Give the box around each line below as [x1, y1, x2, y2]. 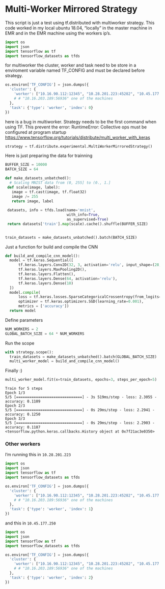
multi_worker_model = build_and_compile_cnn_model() [9, 359, 120, 364]
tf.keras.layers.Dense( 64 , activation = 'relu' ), [18, 276, 118, 281]
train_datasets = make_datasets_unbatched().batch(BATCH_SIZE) [5, 235, 137, 240]
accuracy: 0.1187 [5, 425, 41, 430]
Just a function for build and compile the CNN [5, 244, 98, 249]
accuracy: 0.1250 [5, 412, 41, 417]
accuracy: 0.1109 [5, 399, 41, 404]
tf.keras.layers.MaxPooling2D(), [18, 267, 87, 272]
